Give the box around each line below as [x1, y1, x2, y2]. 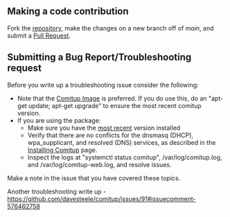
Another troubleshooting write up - [7, 187, 107, 196]
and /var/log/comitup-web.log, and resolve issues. [27, 160, 172, 168]
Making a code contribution [7, 6, 130, 17]
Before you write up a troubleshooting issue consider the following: [7, 80, 199, 89]
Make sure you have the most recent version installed [27, 123, 181, 132]
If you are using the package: [17, 116, 101, 124]
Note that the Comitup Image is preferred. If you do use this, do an [17, 94, 207, 103]
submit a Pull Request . [7, 31, 71, 40]
